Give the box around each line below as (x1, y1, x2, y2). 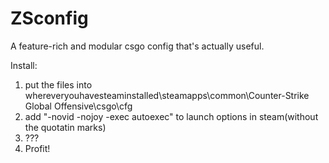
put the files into (24, 78, 93, 91)
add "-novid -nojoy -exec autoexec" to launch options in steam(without (24, 110, 319, 122)
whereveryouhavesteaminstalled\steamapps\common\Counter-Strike (24, 89, 310, 101)
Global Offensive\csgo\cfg (24, 100, 133, 112)
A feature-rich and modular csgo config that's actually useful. (10, 40, 265, 52)
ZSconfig (10, 7, 89, 30)
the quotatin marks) (24, 121, 107, 133)
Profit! (24, 142, 51, 154)
